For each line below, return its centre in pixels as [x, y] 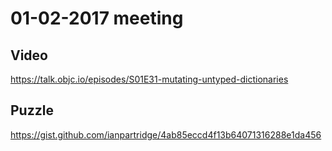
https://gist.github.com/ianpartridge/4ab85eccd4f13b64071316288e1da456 [166, 134]
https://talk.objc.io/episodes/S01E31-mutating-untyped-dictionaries [149, 79]
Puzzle [32, 110]
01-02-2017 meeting [97, 18]
